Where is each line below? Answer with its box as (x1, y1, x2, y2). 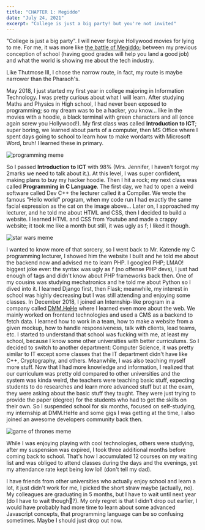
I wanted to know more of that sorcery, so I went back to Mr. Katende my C (6, 246, 196, 253)
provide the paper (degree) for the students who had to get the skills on (6, 396, 187, 403)
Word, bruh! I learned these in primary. (6, 140, 104, 147)
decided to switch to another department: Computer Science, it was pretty (6, 344, 194, 351)
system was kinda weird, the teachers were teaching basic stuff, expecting (6, 376, 195, 384)
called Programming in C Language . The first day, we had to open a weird (6, 183, 194, 191)
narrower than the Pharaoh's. (6, 75, 80, 83)
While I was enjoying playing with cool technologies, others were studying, (6, 440, 195, 447)
